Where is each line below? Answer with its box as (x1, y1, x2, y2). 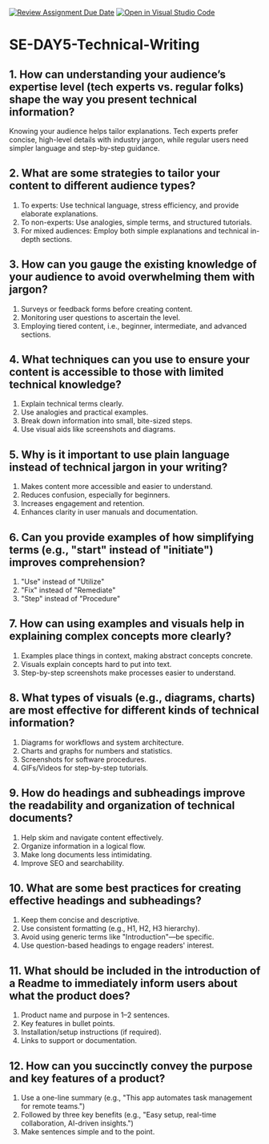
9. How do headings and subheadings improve (9, 786, 246, 800)
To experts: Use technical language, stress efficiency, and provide (20, 200, 239, 210)
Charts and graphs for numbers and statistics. (20, 746, 173, 755)
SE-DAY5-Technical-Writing (9, 36, 200, 54)
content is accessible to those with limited (9, 366, 224, 379)
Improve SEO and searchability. (20, 858, 125, 867)
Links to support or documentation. (20, 1036, 138, 1045)
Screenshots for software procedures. (20, 754, 147, 764)
